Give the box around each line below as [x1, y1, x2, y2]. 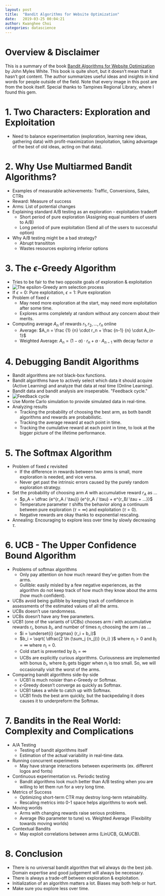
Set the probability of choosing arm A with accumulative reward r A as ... [12, 490, 158, 497]
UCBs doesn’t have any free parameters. [12, 614, 95, 620]
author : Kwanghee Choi [5, 21, 52, 26]
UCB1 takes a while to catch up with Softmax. [19, 688, 111, 693]
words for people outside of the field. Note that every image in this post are [5, 79, 157, 85]
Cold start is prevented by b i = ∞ [19, 649, 87, 655]
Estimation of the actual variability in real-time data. [19, 753, 124, 758]
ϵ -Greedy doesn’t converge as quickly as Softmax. [19, 682, 122, 688]
